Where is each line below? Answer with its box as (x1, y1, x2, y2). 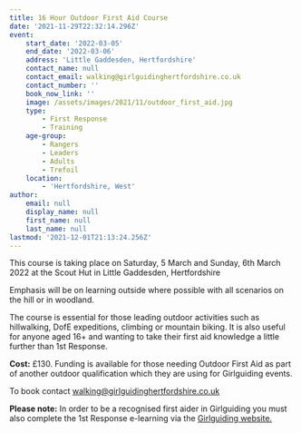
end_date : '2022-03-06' (25, 47, 116, 56)
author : (9, 191, 39, 200)
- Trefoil (42, 165, 79, 174)
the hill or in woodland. (9, 294, 95, 305)
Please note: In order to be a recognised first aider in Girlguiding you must (9, 403, 287, 414)
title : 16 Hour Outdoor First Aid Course (9, 13, 169, 23)
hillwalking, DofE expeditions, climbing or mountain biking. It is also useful (9, 321, 286, 332)
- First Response (42, 114, 107, 123)
